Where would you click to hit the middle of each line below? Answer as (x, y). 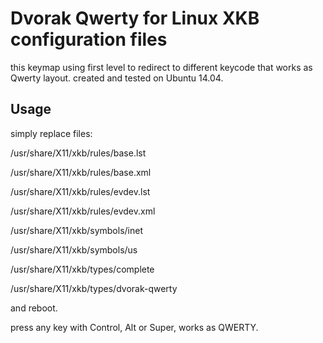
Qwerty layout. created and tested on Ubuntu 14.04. (117, 78)
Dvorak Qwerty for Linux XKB (135, 18)
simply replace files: (51, 133)
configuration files (89, 39)
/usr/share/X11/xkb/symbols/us (74, 249)
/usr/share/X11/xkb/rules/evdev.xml (83, 211)
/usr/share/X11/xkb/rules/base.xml (81, 172)
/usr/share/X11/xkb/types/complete (82, 269)
